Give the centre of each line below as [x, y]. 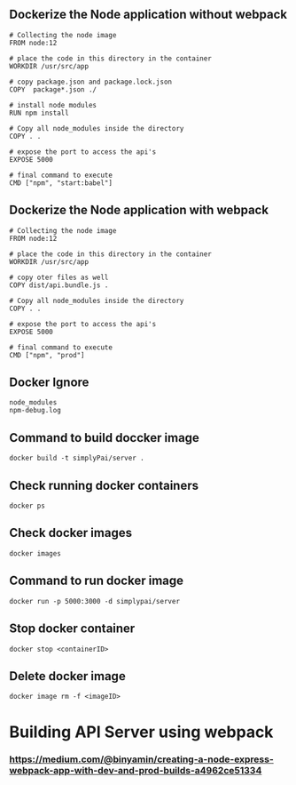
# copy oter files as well [59, 277]
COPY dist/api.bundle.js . [59, 285]
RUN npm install [39, 113]
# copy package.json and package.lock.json [91, 82]
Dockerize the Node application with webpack [139, 210]
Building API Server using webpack [141, 732]
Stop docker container [72, 629]
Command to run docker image [97, 581]
